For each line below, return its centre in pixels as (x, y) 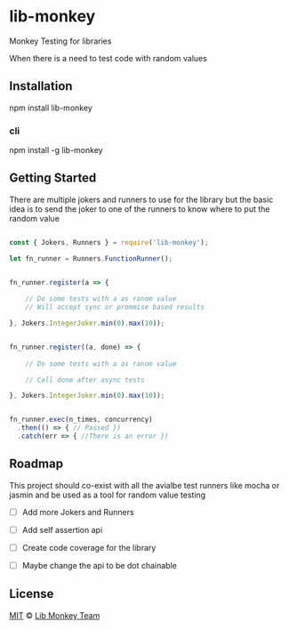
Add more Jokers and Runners (78, 512)
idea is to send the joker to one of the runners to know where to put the (140, 209)
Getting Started (53, 178)
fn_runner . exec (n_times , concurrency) (81, 420)
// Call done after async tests (85, 380)
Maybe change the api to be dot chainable (100, 565)
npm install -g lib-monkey (56, 150)
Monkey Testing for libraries (60, 41)
